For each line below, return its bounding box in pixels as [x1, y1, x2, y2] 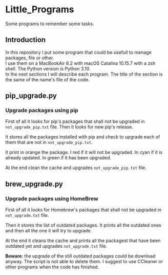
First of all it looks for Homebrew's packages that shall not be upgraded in [5, 207, 162, 213]
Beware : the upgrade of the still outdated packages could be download [5, 253, 156, 259]
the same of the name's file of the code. [5, 76, 90, 83]
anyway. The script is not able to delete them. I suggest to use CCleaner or [5, 259, 163, 265]
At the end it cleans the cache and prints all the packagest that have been [5, 237, 161, 244]
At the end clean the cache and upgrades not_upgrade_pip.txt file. [5, 164, 147, 171]
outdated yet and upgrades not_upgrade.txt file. [5, 243, 108, 249]
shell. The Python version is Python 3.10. [5, 65, 91, 71]
